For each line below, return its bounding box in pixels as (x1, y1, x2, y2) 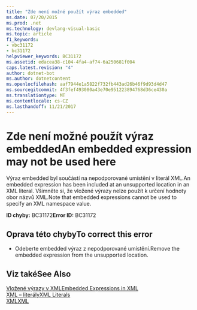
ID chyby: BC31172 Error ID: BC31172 (6, 212, 96, 219)
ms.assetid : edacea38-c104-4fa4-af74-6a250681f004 (6, 59, 135, 65)
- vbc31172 (6, 43, 34, 49)
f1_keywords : (6, 37, 39, 43)
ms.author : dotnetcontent (6, 76, 71, 82)
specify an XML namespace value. (6, 200, 92, 207)
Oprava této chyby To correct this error (6, 229, 153, 239)
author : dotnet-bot (6, 70, 55, 76)
